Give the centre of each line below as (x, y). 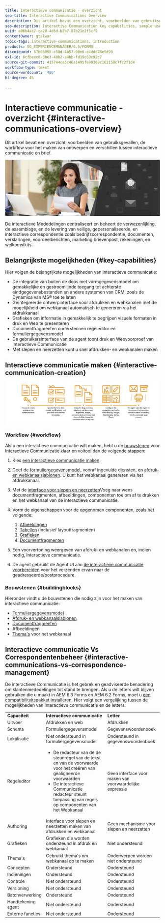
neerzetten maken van (69, 826)
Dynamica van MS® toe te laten (44, 297)
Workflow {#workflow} (33, 435)
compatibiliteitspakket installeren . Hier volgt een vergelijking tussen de (77, 700)
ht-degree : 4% (20, 78)
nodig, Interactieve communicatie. (47, 555)
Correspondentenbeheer (44, 657)
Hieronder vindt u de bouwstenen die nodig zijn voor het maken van (74, 598)
